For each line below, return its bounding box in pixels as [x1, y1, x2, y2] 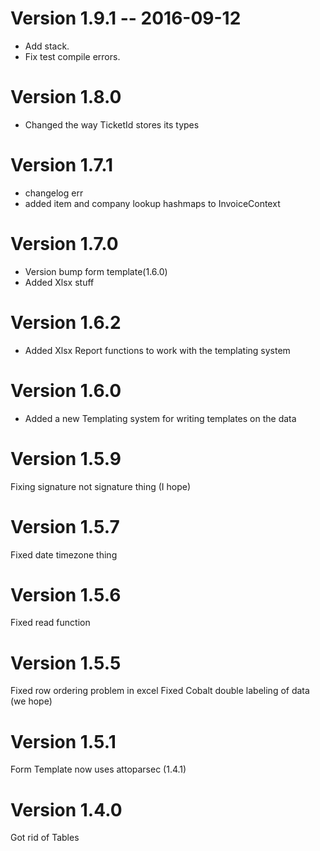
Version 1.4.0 [10, 798, 123, 821]
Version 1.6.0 [10, 379, 122, 402]
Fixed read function [10, 617, 91, 629]
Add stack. [24, 40, 70, 52]
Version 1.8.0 [10, 86, 122, 109]
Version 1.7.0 [10, 233, 119, 255]
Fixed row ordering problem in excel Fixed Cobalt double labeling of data [10, 685, 310, 697]
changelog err [24, 187, 84, 199]
